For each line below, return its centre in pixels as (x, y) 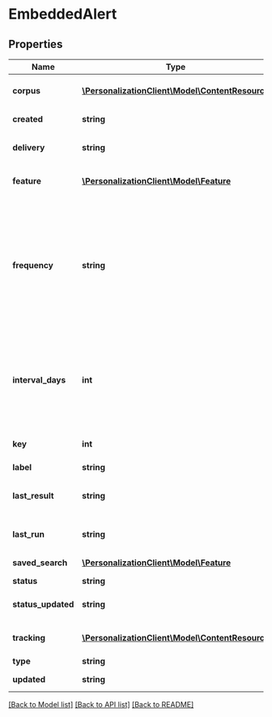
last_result (33, 496)
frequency (33, 265)
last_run (29, 534)
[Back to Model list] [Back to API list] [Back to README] (101, 704)
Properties (36, 44)
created (28, 119)
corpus (26, 91)
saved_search (40, 563)
